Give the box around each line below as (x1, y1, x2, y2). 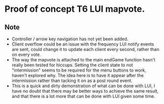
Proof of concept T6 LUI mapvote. (4, 3, 145, 15)
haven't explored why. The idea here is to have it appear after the (11, 73, 144, 78)
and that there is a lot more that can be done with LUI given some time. (11, 93, 156, 99)
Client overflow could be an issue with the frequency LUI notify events (11, 41, 154, 47)
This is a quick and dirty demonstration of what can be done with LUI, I (11, 83, 155, 89)
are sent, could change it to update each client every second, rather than (11, 47, 160, 52)
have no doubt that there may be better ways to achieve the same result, (11, 88, 159, 94)
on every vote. (11, 52, 41, 57)
